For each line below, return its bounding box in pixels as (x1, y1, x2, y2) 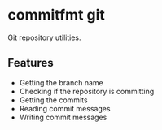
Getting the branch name (19, 77, 103, 87)
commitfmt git (7, 6, 105, 24)
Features (7, 56, 54, 70)
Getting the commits (19, 95, 88, 105)
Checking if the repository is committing (19, 86, 155, 96)
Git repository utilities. (7, 32, 82, 42)
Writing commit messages (19, 112, 107, 122)
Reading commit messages (19, 103, 111, 113)
